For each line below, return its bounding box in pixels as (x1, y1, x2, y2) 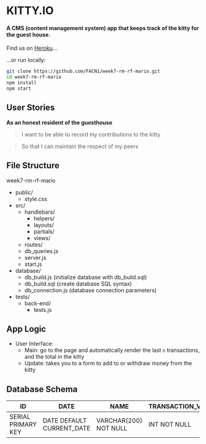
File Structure (6, 160, 59, 171)
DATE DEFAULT (42, 416, 87, 425)
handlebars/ (24, 208, 55, 216)
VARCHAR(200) (96, 416, 143, 425)
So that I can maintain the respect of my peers (21, 142, 139, 150)
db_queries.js (24, 247, 59, 255)
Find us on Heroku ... (6, 44, 58, 52)
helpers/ (33, 214, 55, 222)
